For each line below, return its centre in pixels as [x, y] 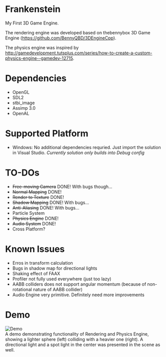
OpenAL [21, 113]
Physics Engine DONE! [35, 218]
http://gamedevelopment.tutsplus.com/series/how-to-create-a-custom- [79, 53]
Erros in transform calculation [42, 263]
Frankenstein [33, 9]
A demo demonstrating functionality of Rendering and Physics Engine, [77, 334]
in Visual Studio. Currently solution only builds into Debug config [79, 153]
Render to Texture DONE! [38, 197]
